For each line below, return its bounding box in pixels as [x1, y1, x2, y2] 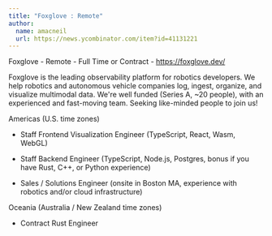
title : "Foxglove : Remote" [8, 11, 104, 20]
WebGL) [19, 139, 49, 148]
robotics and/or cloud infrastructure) [19, 187, 143, 197]
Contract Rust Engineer [19, 218, 99, 228]
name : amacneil [15, 27, 67, 35]
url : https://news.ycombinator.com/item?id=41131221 [15, 34, 198, 43]
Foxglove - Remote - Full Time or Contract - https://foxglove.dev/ [8, 57, 226, 67]
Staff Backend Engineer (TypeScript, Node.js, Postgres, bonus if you [19, 154, 249, 164]
